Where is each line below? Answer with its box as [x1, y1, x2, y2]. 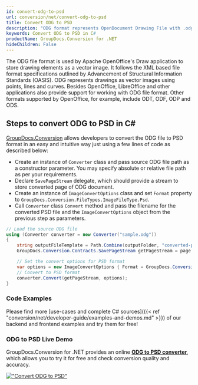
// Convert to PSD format [16, 269, 81, 275]
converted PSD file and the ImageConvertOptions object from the [14, 208, 171, 215]
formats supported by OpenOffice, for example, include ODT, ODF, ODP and [6, 95, 191, 102]
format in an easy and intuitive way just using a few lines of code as [6, 140, 171, 147]
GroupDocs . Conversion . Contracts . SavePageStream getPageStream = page [16, 248, 192, 254]
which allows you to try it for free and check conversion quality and [6, 355, 170, 362]
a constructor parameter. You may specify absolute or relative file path [14, 164, 186, 172]
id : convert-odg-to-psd [6, 8, 65, 15]
